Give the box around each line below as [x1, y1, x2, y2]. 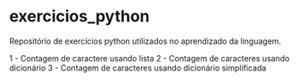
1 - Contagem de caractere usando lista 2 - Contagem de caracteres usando [9, 53, 290, 63]
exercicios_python [9, 6, 150, 27]
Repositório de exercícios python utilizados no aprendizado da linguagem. [9, 36, 282, 46]
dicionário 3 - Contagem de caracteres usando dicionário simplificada [9, 62, 267, 73]
